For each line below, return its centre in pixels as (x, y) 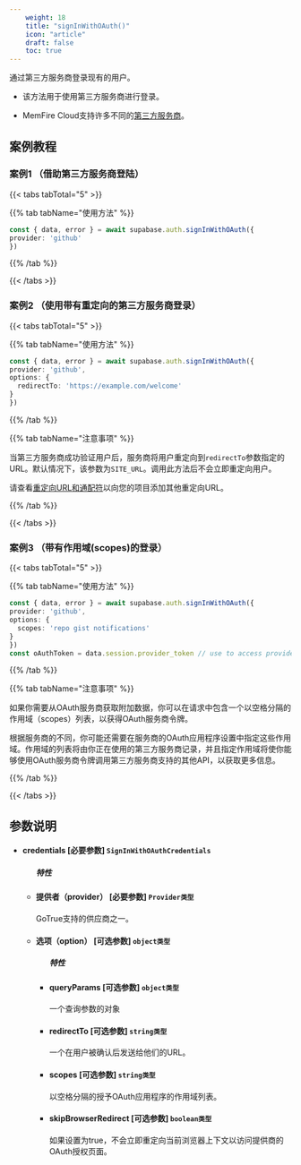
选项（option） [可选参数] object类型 (103, 940)
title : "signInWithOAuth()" (77, 26)
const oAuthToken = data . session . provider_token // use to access (136, 653)
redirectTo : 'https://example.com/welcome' (99, 386)
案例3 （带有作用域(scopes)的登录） (88, 547)
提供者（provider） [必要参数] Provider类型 (115, 897)
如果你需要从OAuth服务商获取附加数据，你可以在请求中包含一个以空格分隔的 (150, 707)
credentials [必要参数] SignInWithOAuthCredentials (116, 851)
